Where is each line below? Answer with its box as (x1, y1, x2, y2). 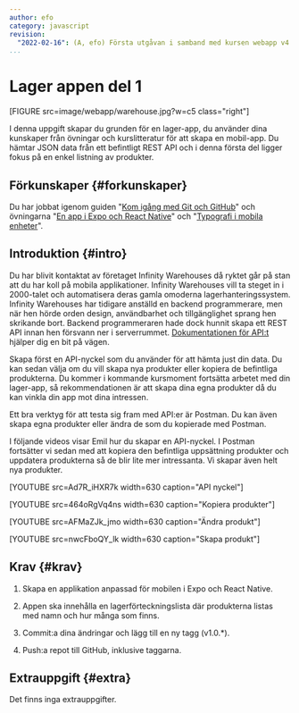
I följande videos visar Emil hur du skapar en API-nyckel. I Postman (9, 435, 255, 447)
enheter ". (9, 221, 44, 231)
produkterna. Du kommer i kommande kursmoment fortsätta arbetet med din (9, 373, 291, 383)
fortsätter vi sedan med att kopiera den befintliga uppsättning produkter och (9, 445, 289, 456)
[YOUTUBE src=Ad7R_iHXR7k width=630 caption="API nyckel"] (9, 482, 244, 492)
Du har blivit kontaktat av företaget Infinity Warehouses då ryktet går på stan (9, 270, 291, 281)
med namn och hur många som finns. (21, 609, 161, 621)
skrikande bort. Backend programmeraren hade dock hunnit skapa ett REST (9, 317, 288, 328)
